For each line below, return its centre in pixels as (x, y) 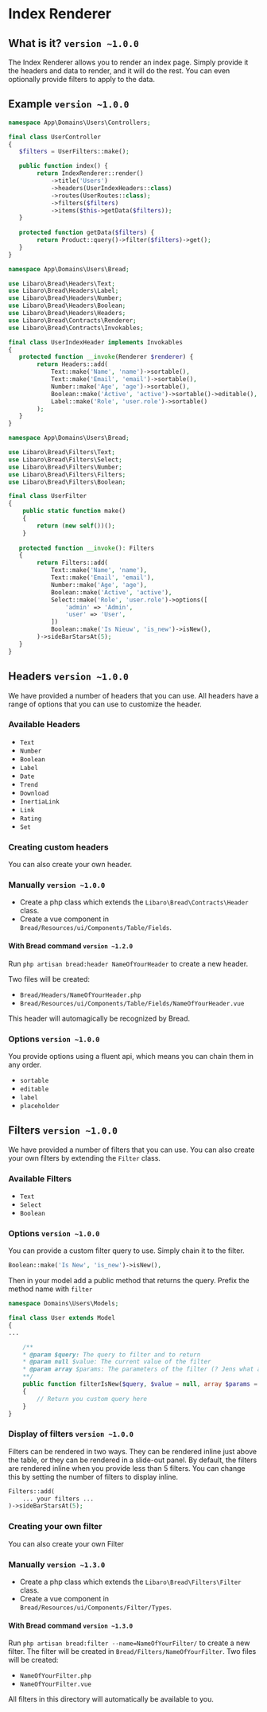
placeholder (39, 1106)
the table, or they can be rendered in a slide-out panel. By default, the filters (133, 1460)
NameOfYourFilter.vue (55, 1685)
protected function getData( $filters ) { (87, 233)
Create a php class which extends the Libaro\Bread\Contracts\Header (134, 902)
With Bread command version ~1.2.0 (71, 945)
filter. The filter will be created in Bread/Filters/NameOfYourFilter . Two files (132, 1652)
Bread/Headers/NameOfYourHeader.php (80, 995)
